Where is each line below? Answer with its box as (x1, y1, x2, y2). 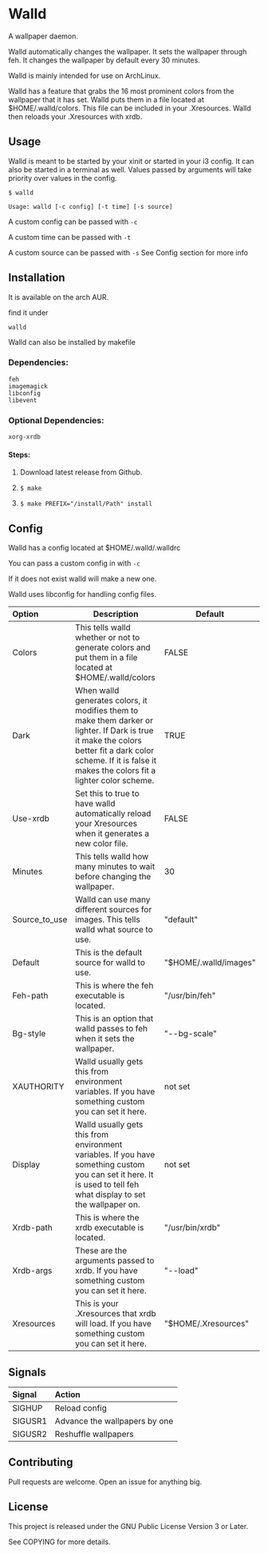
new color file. (75, 838, 128, 849)
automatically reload (75, 808, 152, 819)
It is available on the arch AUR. (8, 292, 109, 302)
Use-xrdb (12, 813, 50, 824)
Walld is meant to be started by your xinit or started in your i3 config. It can (8, 156, 254, 166)
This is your (75, 1298, 119, 1309)
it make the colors (75, 735, 142, 746)
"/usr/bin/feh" (164, 990, 216, 1001)
